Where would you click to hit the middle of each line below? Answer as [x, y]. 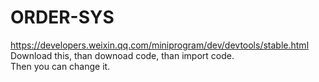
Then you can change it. [60, 66]
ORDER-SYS [62, 17]
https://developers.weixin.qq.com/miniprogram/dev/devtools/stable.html [160, 45]
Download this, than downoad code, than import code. [122, 55]
